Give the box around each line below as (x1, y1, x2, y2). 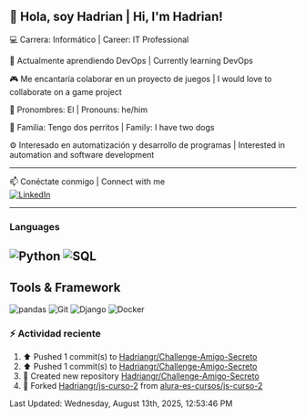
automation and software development (9, 149, 155, 160)
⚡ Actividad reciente (9, 327, 102, 340)
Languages (9, 220, 61, 233)
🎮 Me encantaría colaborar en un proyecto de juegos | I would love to (9, 73, 272, 84)
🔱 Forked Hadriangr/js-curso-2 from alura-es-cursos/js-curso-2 (22, 381, 263, 392)
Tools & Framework (9, 279, 121, 295)
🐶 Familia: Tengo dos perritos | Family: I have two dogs (9, 121, 215, 132)
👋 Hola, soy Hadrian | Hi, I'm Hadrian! (9, 9, 223, 25)
